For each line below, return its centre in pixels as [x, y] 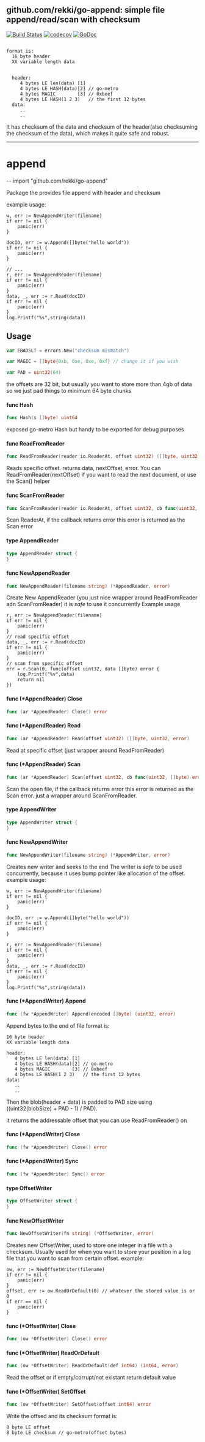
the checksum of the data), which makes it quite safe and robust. [88, 133]
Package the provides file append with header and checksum [83, 192]
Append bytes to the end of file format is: [58, 1025]
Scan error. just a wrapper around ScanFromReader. [72, 795]
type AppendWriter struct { [42, 822]
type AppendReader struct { [42, 553]
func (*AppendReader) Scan [44, 764]
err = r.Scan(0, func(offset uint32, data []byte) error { [83, 669]
